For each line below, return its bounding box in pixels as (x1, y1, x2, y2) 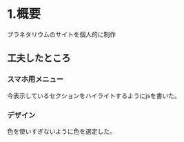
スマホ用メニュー (7, 75, 64, 84)
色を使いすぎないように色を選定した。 (7, 127, 116, 135)
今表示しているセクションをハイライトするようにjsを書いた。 (7, 91, 181, 99)
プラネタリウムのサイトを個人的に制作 (7, 30, 116, 38)
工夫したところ (7, 52, 71, 64)
